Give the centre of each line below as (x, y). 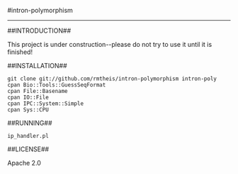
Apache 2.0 (24, 163)
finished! (20, 52)
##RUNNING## (30, 123)
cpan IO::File (28, 97)
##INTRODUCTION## (39, 31)
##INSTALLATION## (37, 66)
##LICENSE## (28, 149)
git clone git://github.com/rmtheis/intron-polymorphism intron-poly (112, 79)
